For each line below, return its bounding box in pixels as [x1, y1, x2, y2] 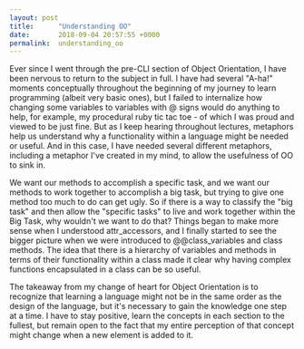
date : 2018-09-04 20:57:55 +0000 [9, 30, 161, 39]
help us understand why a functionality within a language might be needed [9, 131, 289, 141]
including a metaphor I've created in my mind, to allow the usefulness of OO [9, 150, 293, 161]
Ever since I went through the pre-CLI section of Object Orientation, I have [9, 63, 288, 74]
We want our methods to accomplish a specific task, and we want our [9, 178, 270, 189]
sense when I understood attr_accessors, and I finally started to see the [9, 226, 277, 237]
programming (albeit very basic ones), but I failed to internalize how [9, 92, 263, 103]
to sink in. [9, 160, 46, 170]
